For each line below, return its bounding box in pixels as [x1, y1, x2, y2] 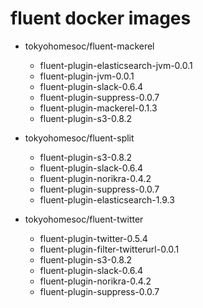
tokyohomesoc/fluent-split [24, 132, 135, 144]
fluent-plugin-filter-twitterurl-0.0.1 [39, 243, 180, 255]
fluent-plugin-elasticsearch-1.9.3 [39, 193, 175, 206]
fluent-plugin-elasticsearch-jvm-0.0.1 [39, 59, 193, 71]
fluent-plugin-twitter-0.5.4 [39, 232, 148, 244]
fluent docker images [10, 7, 192, 30]
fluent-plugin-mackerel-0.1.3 [39, 102, 158, 114]
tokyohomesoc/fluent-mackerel [24, 40, 155, 52]
